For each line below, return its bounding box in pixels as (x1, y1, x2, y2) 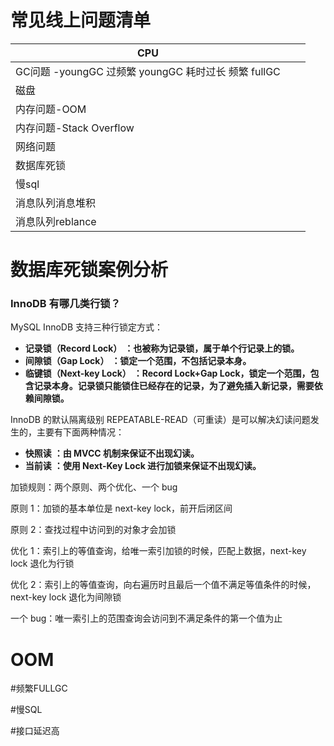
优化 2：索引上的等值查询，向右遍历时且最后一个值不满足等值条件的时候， (10, 579, 317, 591)
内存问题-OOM (15, 102, 87, 116)
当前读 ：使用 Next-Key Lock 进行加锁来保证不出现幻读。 (24, 460, 262, 472)
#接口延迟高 (10, 725, 60, 737)
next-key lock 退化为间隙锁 (10, 591, 122, 603)
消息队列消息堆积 (15, 196, 97, 210)
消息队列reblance (15, 214, 97, 228)
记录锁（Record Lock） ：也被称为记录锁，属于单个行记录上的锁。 (24, 342, 300, 355)
